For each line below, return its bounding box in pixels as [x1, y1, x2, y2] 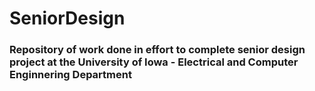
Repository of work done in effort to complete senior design [9, 43, 306, 57]
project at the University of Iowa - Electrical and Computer [9, 55, 299, 69]
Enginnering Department [9, 68, 132, 82]
